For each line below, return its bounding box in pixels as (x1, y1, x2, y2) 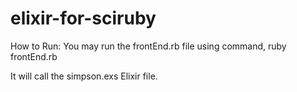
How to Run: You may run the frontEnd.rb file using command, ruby (10, 40, 287, 52)
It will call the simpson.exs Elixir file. (10, 70, 158, 82)
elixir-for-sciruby (10, 7, 157, 30)
